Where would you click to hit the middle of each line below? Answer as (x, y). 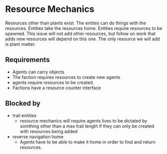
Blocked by (23, 103)
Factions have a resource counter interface (57, 88)
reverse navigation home (38, 137)
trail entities (24, 115)
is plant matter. (20, 44)
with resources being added (49, 131)
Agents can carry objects (38, 72)
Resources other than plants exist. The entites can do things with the (76, 23)
